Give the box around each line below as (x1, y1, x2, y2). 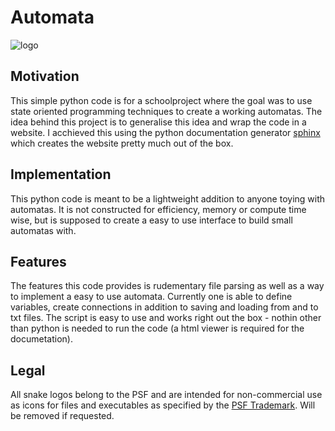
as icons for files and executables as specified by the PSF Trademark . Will (10, 399, 316, 411)
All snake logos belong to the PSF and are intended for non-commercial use (10, 389, 323, 401)
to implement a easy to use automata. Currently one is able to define (10, 291, 293, 303)
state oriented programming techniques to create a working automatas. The (10, 105, 323, 117)
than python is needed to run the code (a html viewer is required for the (10, 322, 305, 335)
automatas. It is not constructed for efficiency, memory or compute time (10, 203, 307, 215)
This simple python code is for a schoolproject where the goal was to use (10, 94, 313, 106)
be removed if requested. (10, 410, 115, 422)
